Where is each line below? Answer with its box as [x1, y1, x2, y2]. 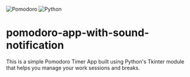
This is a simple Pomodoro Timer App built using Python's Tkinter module [6, 58, 185, 65]
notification [6, 39, 64, 52]
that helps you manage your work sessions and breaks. [6, 64, 140, 71]
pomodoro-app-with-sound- [6, 26, 149, 39]
